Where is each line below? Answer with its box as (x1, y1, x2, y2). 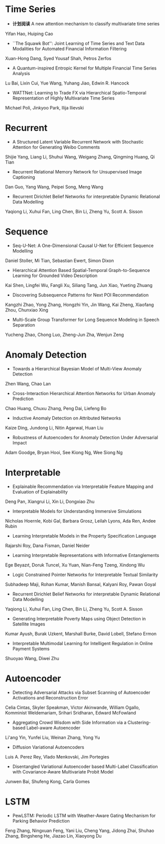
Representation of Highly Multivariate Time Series (12, 95, 115, 101)
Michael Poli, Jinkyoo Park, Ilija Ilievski (5, 104, 84, 110)
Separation (12, 321, 35, 328)
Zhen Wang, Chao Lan (5, 380, 51, 386)
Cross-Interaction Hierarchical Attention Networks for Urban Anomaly (12, 390, 156, 396)
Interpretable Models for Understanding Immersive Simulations (12, 508, 142, 514)
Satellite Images (12, 621, 45, 627)
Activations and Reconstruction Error (12, 694, 89, 700)
